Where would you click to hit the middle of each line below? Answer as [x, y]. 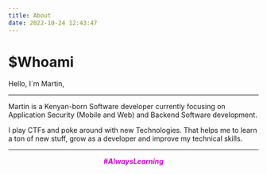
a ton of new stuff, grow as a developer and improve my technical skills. [126, 138]
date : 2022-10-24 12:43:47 [53, 23]
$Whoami [41, 62]
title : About [30, 15]
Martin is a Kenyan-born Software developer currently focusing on [117, 107]
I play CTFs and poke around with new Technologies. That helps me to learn [133, 130]
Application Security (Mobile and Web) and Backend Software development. [133, 115]
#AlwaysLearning [133, 161]
